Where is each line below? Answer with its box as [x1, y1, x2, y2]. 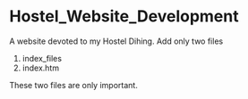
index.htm [21, 62, 60, 73]
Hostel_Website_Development [9, 6, 239, 27]
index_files [21, 53, 63, 63]
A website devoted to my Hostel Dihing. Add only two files [9, 36, 224, 46]
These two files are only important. [9, 79, 139, 90]
